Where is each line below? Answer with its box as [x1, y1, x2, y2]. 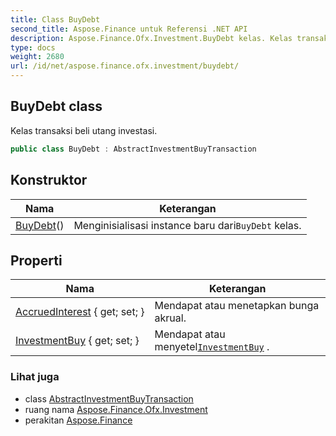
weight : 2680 [10, 52, 65, 62]
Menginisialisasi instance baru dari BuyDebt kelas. [73, 218, 302, 232]
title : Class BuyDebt [10, 14, 101, 25]
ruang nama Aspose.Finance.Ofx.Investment [24, 403, 208, 415]
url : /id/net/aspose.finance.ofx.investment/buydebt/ [10, 61, 240, 71]
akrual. [154, 311, 187, 325]
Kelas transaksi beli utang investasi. [10, 124, 158, 136]
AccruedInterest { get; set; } [15, 305, 145, 319]
